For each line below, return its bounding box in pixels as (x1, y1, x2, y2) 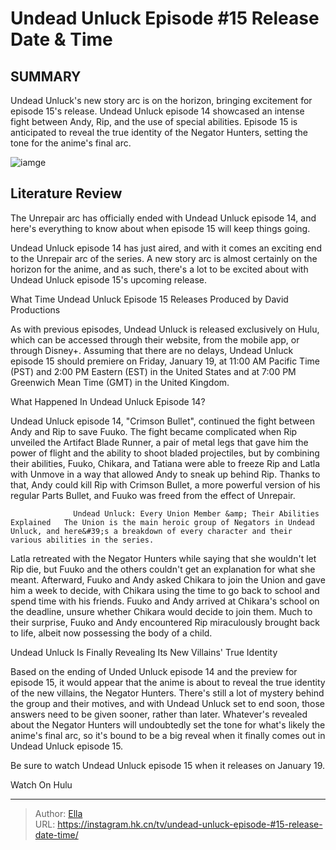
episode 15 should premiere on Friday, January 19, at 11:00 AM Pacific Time (10, 355, 320, 367)
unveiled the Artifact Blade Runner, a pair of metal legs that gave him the (10, 436, 309, 448)
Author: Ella (34, 807, 83, 819)
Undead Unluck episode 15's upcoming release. (10, 273, 208, 286)
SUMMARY (10, 68, 82, 85)
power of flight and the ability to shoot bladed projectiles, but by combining (10, 447, 320, 459)
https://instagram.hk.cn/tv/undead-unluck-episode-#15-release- (57, 818, 323, 830)
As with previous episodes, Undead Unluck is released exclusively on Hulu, (10, 323, 320, 335)
